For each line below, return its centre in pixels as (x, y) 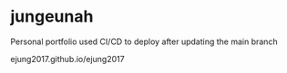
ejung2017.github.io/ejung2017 (68, 59)
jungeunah (52, 17)
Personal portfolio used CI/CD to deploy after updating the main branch (144, 41)
